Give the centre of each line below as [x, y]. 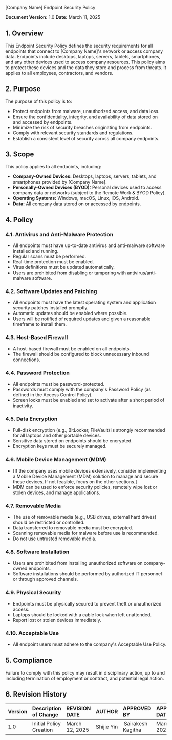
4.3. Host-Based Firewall [37, 338]
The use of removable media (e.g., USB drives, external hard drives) [84, 517]
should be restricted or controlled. [49, 522]
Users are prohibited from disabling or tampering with [69, 273]
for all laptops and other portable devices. [57, 435]
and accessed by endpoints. [42, 122]
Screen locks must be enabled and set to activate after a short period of [89, 400]
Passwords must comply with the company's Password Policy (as [82, 389]
